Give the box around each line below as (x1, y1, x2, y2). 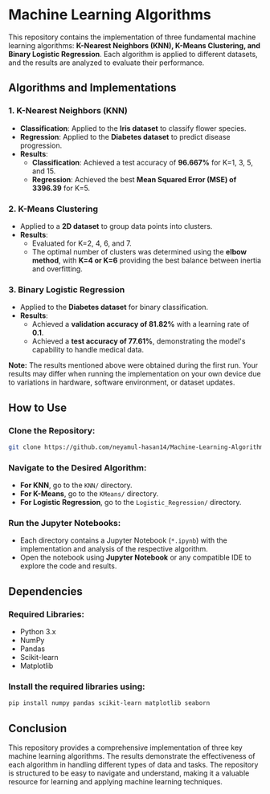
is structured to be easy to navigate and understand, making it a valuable (8, 768, 250, 778)
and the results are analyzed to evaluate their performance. (8, 58, 205, 67)
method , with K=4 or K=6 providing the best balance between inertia (31, 255, 262, 265)
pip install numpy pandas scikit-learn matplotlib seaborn (8, 699, 211, 707)
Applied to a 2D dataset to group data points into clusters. (19, 221, 213, 230)
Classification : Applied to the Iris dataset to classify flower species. (19, 123, 247, 133)
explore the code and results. (19, 561, 117, 571)
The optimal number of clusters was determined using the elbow (31, 246, 247, 256)
